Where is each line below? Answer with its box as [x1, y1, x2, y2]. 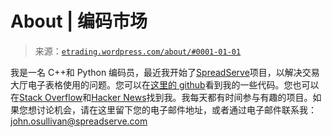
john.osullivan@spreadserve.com [10, 115, 148, 127]
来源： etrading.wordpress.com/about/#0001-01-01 [34, 45, 242, 57]
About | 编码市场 [10, 10, 148, 33]
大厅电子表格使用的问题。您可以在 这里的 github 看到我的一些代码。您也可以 [10, 78, 320, 91]
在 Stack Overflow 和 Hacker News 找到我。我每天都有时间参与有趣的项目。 [10, 91, 313, 103]
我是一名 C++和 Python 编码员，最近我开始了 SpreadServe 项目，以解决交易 [10, 66, 320, 78]
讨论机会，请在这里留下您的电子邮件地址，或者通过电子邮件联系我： [36, 103, 317, 116]
